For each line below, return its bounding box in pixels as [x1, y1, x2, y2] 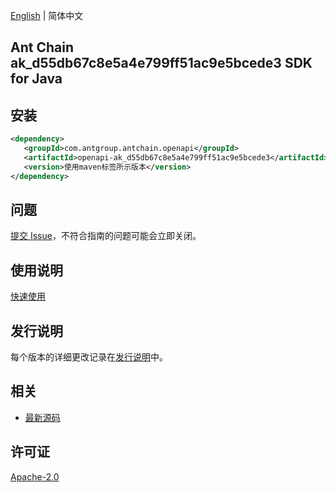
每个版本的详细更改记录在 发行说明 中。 [10, 351, 168, 363]
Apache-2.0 [10, 470, 60, 483]
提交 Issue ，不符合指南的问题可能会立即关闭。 [10, 230, 202, 242]
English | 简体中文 [10, 10, 84, 21]
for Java [10, 70, 63, 88]
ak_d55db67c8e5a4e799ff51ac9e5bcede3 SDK [10, 55, 313, 72]
